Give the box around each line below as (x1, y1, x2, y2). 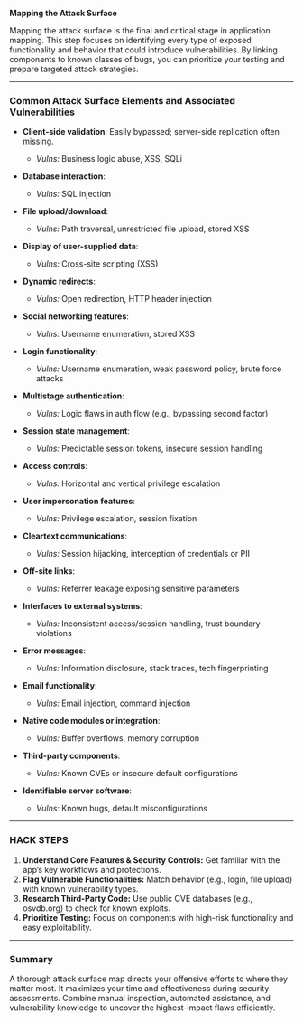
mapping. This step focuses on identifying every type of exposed (9, 35, 252, 45)
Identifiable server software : (22, 785, 133, 796)
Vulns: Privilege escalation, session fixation (35, 513, 197, 524)
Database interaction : (22, 171, 106, 182)
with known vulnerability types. (22, 883, 139, 894)
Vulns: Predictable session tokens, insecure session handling (35, 443, 263, 455)
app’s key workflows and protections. (22, 864, 162, 875)
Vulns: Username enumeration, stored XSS (35, 329, 196, 340)
